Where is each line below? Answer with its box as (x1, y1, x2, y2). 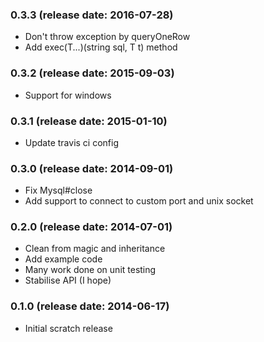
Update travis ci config (24, 136, 120, 148)
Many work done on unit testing (24, 264, 157, 276)
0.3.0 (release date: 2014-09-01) (10, 161, 174, 175)
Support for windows (24, 89, 112, 101)
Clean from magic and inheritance (24, 243, 166, 255)
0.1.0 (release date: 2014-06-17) (10, 299, 170, 313)
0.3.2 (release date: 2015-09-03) (10, 66, 175, 80)
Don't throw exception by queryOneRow (24, 31, 191, 43)
